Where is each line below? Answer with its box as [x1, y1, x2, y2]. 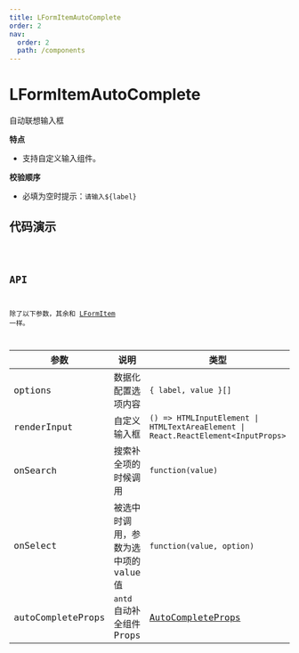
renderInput [13, 420, 73, 433]
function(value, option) [149, 541, 255, 551]
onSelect [13, 540, 58, 552]
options [13, 384, 52, 396]
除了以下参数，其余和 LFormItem [9, 309, 116, 318]
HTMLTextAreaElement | [149, 422, 246, 432]
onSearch [13, 464, 58, 477]
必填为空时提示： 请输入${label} [21, 191, 137, 201]
